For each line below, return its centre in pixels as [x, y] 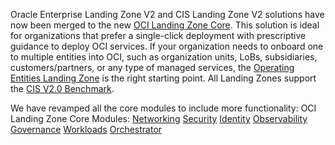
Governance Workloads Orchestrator [86, 129]
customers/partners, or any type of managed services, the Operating [152, 67]
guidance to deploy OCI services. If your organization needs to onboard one [167, 46]
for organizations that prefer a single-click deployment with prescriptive [158, 35]
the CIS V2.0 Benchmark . [62, 88]
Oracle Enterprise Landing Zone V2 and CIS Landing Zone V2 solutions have [167, 14]
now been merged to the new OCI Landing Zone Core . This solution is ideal [165, 25]
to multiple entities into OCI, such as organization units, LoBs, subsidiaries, [164, 57]
